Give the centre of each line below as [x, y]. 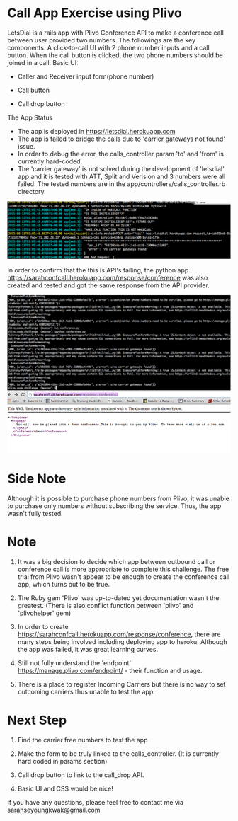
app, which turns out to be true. [64, 585]
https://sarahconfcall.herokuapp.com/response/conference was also [108, 277]
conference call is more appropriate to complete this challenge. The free [123, 569]
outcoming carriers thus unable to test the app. [86, 692]
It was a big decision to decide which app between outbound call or [117, 562]
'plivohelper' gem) [44, 613]
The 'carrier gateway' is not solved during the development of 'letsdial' [121, 168]
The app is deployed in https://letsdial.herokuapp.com [96, 131]
